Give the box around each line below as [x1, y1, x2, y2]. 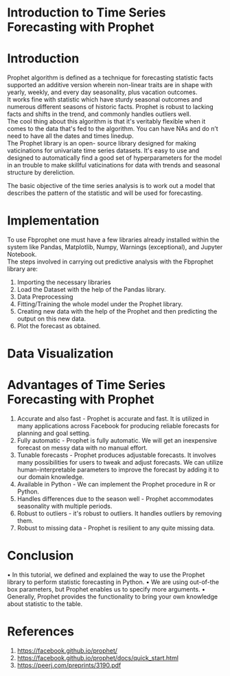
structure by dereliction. [7, 168, 76, 176]
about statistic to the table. [7, 600, 83, 608]
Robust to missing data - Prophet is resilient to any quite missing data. [16, 524, 215, 533]
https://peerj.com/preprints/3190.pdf [16, 661, 122, 670]
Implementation [7, 213, 100, 229]
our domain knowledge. [16, 473, 84, 481]
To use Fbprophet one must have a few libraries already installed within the [7, 235, 220, 244]
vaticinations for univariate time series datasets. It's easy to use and [7, 146, 200, 155]
